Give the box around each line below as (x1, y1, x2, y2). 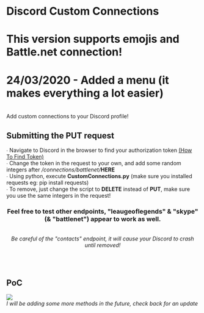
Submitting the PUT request (6, 130, 115, 141)
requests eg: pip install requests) (6, 179, 89, 187)
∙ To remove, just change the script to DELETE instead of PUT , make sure (6, 185, 191, 193)
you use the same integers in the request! (6, 192, 111, 200)
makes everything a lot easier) (6, 86, 164, 100)
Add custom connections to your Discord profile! (6, 113, 129, 120)
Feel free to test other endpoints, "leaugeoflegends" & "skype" (7, 207, 199, 216)
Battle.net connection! (6, 45, 123, 59)
